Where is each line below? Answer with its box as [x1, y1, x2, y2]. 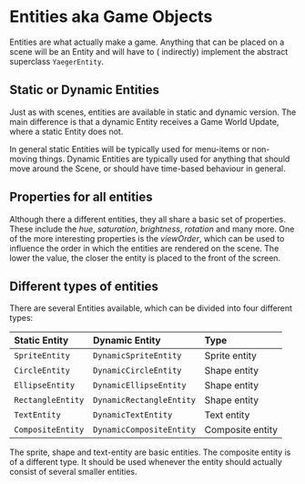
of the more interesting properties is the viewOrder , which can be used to [9, 232, 285, 243]
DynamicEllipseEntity [92, 380, 187, 391]
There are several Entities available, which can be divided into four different [9, 303, 293, 314]
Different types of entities [9, 278, 159, 293]
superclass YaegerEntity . [9, 56, 105, 67]
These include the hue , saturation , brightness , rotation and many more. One [9, 223, 295, 234]
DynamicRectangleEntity [92, 395, 196, 406]
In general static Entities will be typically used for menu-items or [9, 143, 250, 154]
